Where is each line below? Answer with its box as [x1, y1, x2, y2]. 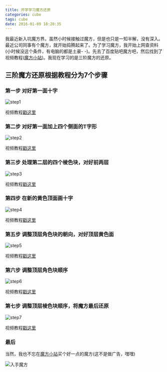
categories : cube [5, 12, 41, 17]
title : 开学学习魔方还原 [5, 7, 51, 13]
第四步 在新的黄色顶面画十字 [5, 195, 73, 202]
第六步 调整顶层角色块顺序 [5, 267, 68, 274]
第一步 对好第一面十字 [5, 87, 58, 94]
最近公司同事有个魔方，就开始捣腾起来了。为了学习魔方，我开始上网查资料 [5, 42, 158, 48]
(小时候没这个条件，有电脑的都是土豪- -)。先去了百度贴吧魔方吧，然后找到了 [5, 48, 163, 54]
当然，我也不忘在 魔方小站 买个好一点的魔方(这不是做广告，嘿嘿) [5, 351, 136, 357]
